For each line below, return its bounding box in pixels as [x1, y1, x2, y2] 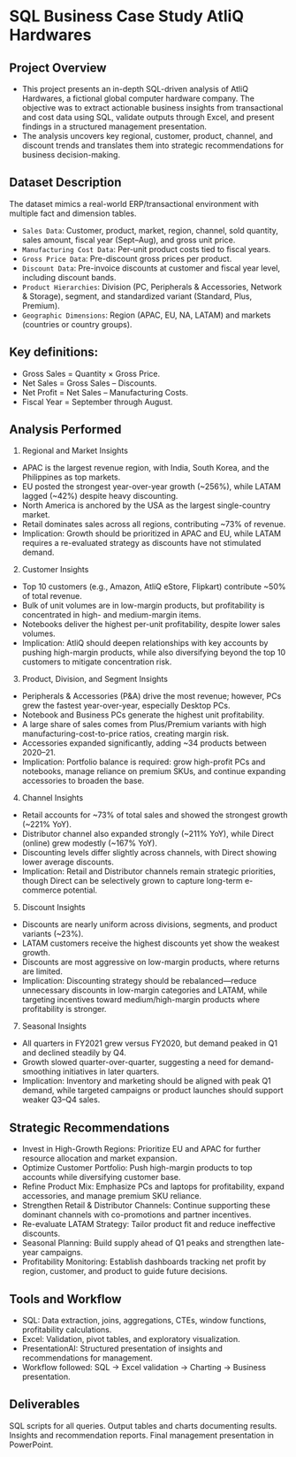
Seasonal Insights [21, 1021, 87, 1031]
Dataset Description [9, 175, 122, 190]
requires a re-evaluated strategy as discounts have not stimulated [21, 538, 262, 548]
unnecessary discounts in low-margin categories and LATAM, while [21, 985, 268, 996]
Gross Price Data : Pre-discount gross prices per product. [21, 253, 232, 264]
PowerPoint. [9, 1439, 54, 1450]
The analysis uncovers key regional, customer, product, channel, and [21, 131, 274, 141]
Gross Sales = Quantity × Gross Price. [21, 368, 161, 379]
